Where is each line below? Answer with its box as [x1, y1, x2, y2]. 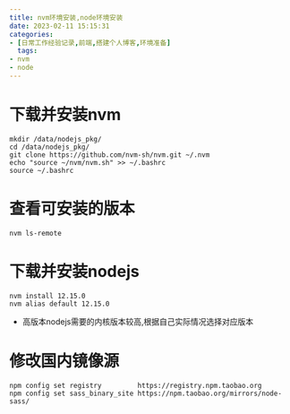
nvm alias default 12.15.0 [9, 299, 110, 308]
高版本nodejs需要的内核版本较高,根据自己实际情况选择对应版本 [21, 315, 254, 327]
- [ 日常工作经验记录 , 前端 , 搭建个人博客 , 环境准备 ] [9, 38, 172, 47]
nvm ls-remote [9, 229, 63, 237]
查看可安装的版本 [9, 199, 136, 219]
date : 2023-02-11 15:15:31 [9, 22, 110, 30]
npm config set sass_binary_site [9, 389, 134, 398]
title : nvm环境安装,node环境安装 [9, 13, 124, 22]
